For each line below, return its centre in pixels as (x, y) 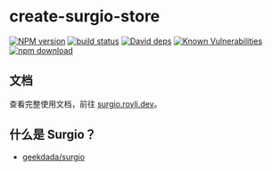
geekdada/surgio (54, 157)
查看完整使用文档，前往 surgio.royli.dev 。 (86, 103)
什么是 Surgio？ (53, 135)
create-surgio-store (85, 16)
